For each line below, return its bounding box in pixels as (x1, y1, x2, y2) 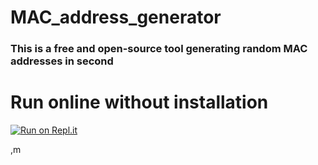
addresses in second (10, 54, 114, 68)
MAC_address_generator (10, 6, 222, 29)
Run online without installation (10, 91, 269, 114)
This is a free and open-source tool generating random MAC (10, 42, 308, 56)
